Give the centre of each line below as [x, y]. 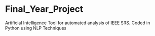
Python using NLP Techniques [36, 28]
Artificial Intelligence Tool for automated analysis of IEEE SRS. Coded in [78, 23]
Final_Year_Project [44, 9]
